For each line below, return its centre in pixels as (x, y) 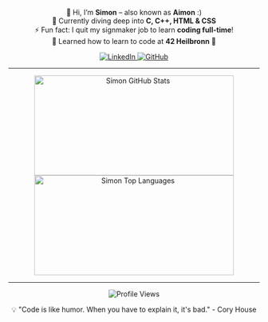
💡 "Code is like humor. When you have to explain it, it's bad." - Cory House (134, 309)
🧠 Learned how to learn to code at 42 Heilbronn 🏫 (134, 41)
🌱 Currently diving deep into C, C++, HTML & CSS (134, 21)
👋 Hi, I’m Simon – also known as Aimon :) (134, 12)
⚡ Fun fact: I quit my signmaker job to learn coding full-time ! (134, 30)
